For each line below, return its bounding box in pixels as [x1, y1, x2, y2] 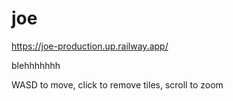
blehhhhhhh [11, 59, 61, 71]
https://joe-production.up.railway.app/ [11, 40, 169, 52]
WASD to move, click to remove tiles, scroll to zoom [11, 78, 224, 91]
